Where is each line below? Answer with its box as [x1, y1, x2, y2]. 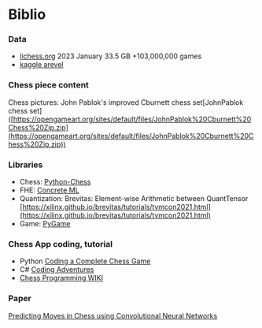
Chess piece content [8, 80, 89, 91]
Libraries [8, 159, 43, 170]
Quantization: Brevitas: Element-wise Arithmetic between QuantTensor [19, 194, 249, 203]
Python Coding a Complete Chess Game [19, 256, 151, 266]
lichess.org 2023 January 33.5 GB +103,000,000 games [19, 51, 202, 61]
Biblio [8, 6, 46, 24]
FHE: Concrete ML [19, 185, 80, 195]
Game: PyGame [19, 219, 71, 229]
